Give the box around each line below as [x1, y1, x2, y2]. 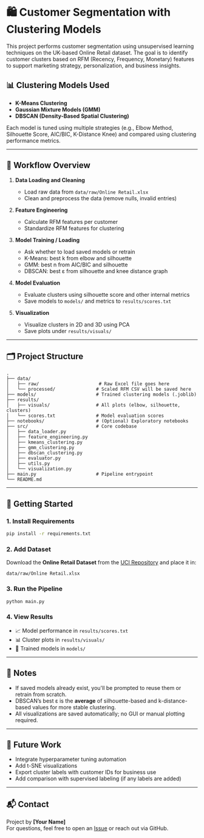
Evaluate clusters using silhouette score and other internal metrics [24, 291, 190, 298]
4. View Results [6, 613, 53, 621]
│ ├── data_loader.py [6, 429, 67, 435]
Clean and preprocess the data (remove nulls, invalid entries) [24, 194, 177, 201]
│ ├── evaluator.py [6, 455, 61, 462]
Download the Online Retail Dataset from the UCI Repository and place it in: [6, 559, 197, 566]
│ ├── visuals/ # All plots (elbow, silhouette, [6, 402, 181, 408]
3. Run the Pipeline [6, 584, 63, 593]
